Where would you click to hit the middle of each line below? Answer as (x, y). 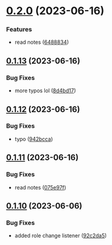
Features (19, 30)
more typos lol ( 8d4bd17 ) (45, 91)
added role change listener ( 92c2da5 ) (61, 236)
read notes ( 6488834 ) (42, 42)
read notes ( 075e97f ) (40, 187)
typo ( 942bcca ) (34, 139)
